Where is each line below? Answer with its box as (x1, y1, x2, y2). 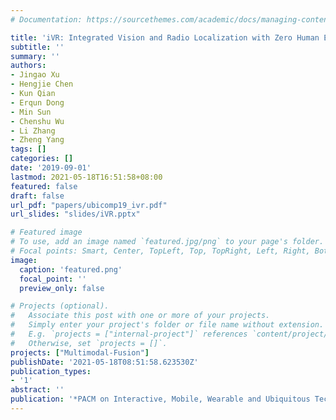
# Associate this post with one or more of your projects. (10, 311, 271, 321)
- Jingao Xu (10, 70, 60, 80)
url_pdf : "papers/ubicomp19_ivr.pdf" (10, 200, 168, 210)
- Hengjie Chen (10, 79, 74, 90)
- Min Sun (10, 107, 52, 117)
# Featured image (10, 227, 83, 238)
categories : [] (10, 154, 74, 164)
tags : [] (10, 144, 47, 155)
